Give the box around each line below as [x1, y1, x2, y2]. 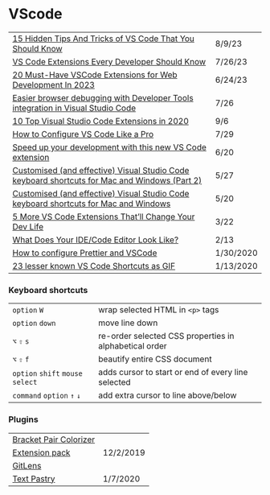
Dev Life [12, 221, 44, 232]
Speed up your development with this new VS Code [12, 142, 207, 153]
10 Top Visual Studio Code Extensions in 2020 [12, 115, 189, 126]
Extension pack [12, 447, 71, 458]
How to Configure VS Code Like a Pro [12, 128, 154, 139]
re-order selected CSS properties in [98, 331, 235, 342]
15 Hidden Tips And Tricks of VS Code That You [12, 33, 195, 44]
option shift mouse [12, 369, 83, 378]
